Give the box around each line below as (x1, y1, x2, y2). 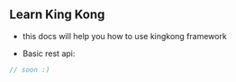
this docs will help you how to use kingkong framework (22, 30, 227, 41)
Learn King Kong (9, 7, 105, 22)
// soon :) (9, 65, 50, 74)
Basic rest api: (22, 48, 76, 59)
